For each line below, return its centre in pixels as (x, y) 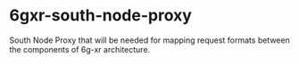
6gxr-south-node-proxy (100, 16)
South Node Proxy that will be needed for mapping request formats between (149, 40)
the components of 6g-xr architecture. (80, 49)
